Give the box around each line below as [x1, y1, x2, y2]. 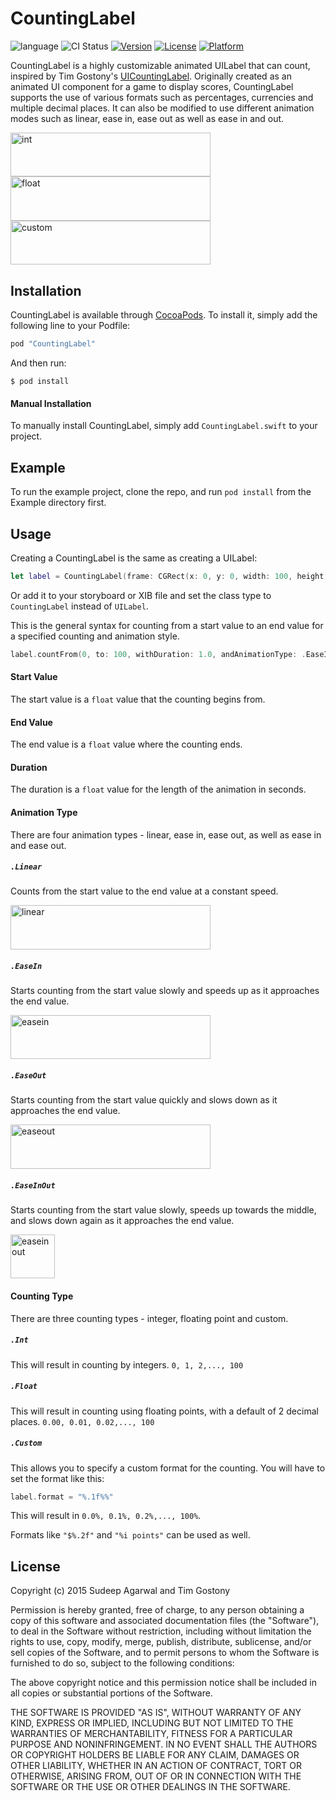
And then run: [10, 357, 67, 369]
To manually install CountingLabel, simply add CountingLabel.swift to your [10, 420, 318, 432]
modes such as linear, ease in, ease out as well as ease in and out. [10, 112, 285, 124]
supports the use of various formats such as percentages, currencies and [10, 91, 314, 103]
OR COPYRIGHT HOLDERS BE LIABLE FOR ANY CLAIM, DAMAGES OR [10, 1749, 300, 1761]
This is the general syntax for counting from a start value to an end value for [10, 619, 324, 631]
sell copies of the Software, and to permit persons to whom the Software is [10, 1647, 320, 1659]
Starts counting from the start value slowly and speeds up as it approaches [10, 984, 320, 996]
